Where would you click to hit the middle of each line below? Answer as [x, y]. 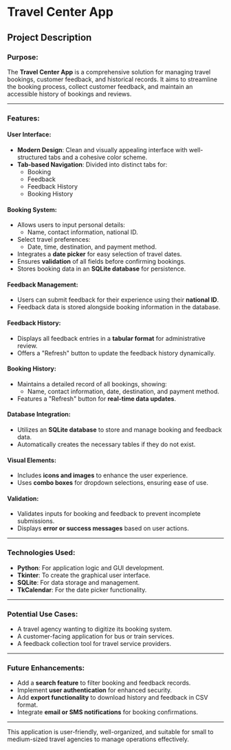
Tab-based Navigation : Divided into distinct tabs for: [92, 165]
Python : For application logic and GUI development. [91, 567]
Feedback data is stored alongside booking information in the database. [119, 307]
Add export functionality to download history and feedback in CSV [112, 698]
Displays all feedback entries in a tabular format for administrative [111, 338]
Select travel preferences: [54, 240]
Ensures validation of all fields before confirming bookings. [101, 262]
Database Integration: [39, 415]
